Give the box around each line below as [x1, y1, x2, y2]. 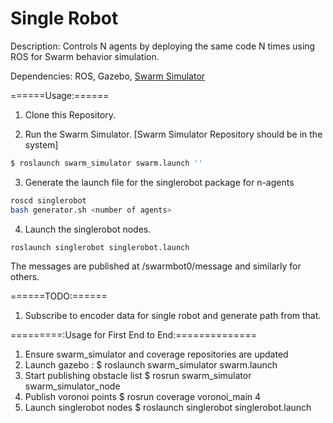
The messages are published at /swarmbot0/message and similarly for [10, 260, 302, 272]
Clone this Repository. [24, 108, 117, 121]
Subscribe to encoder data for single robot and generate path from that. [24, 310, 322, 322]
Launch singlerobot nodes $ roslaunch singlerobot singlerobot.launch [24, 402, 312, 414]
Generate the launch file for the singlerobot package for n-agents [24, 176, 295, 188]
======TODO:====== [10, 290, 108, 302]
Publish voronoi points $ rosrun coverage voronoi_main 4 [24, 391, 262, 403]
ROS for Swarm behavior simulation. [10, 50, 160, 62]
